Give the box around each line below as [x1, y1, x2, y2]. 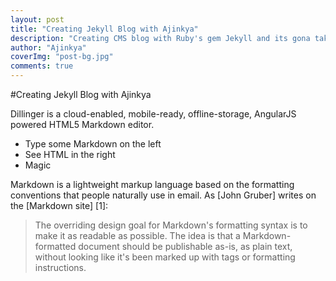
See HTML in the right [24, 149, 116, 160]
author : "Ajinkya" [10, 42, 87, 53]
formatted [34, 241, 77, 252]
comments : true [10, 61, 74, 71]
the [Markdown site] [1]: [10, 200, 109, 211]
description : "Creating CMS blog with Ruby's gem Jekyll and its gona [10, 33, 311, 43]
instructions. [34, 262, 87, 273]
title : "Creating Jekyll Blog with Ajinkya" [10, 24, 199, 34]
